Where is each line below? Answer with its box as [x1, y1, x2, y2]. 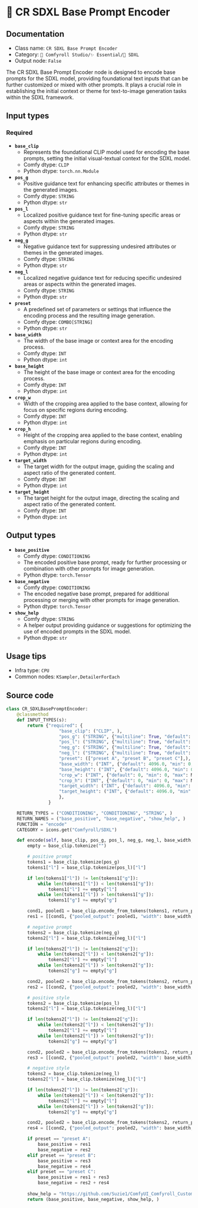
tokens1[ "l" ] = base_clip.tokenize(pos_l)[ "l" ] [27, 864, 146, 871]
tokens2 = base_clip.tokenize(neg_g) [27, 929, 120, 936]
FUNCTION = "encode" [16, 821, 67, 827]
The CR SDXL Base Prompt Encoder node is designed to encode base [6, 69, 176, 76]
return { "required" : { [27, 722, 83, 729]
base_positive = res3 [37, 1158, 91, 1164]
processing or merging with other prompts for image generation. [23, 596, 180, 603]
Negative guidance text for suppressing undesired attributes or [23, 243, 177, 250]
